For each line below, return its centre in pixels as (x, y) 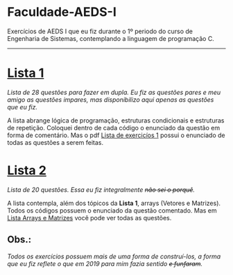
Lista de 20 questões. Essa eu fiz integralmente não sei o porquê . (101, 189)
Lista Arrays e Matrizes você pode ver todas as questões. (89, 218)
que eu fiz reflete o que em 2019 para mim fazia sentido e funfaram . (105, 263)
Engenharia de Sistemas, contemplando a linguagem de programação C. (111, 38)
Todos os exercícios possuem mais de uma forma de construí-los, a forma (114, 256)
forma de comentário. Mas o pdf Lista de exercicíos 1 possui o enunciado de (116, 135)
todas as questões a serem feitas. (55, 142)
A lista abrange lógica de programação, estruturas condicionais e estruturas (116, 120)
